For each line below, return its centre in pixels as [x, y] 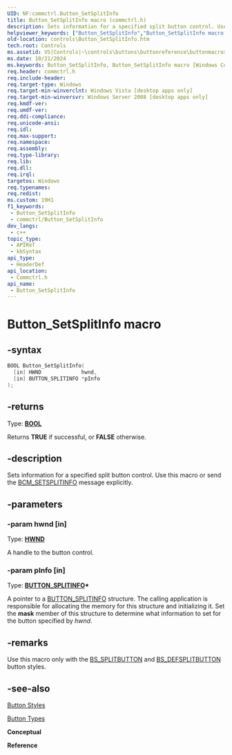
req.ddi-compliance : [37, 116]
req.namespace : [29, 143]
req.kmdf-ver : [28, 104]
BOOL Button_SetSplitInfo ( [46, 366]
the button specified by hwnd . [50, 621]
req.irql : [21, 174]
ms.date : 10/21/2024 [37, 59]
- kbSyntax [26, 252]
